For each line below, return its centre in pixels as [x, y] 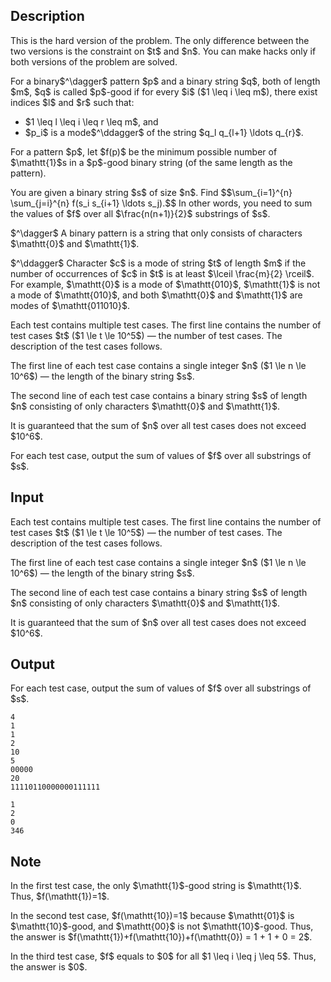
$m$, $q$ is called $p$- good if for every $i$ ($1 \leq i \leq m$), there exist [164, 91]
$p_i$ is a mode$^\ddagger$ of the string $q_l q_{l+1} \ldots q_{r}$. [164, 132]
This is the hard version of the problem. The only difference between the [160, 40]
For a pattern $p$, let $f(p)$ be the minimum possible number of [144, 151]
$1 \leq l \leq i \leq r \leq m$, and [91, 121]
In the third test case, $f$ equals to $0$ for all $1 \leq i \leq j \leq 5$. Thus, [163, 956]
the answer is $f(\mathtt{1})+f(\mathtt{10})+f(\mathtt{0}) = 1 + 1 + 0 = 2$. [161, 937]
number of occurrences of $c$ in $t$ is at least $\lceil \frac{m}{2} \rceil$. [162, 273]
